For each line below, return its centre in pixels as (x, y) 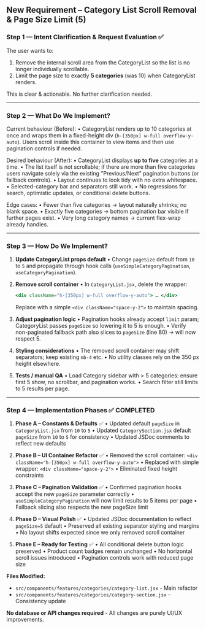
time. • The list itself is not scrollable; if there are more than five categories (101, 167)
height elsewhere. (38, 364)
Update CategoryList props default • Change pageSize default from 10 (105, 260)
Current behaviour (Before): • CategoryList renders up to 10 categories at (99, 129)
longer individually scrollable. (52, 69)
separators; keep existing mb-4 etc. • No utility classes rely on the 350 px (107, 357)
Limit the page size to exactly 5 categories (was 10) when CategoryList (105, 75)
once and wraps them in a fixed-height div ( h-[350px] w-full (84, 135)
